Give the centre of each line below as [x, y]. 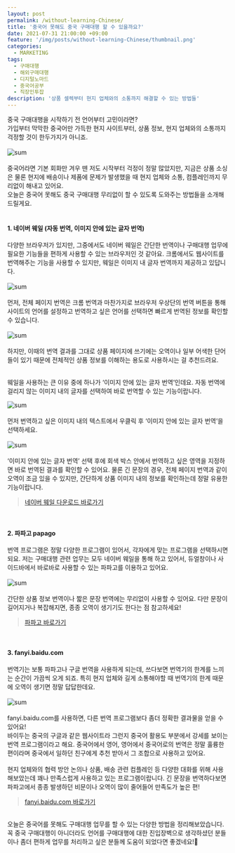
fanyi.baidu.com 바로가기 [60, 802]
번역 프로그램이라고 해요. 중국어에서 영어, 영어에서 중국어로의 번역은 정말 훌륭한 [116, 744]
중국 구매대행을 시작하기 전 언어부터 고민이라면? [73, 119]
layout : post [26, 14]
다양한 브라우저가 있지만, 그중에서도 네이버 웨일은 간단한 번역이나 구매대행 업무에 [118, 245]
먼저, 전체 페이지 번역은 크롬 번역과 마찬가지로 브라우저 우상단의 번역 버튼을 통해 [117, 303]
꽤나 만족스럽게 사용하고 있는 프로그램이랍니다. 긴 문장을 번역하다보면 [132, 778]
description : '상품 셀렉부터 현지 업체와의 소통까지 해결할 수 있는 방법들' [103, 99]
